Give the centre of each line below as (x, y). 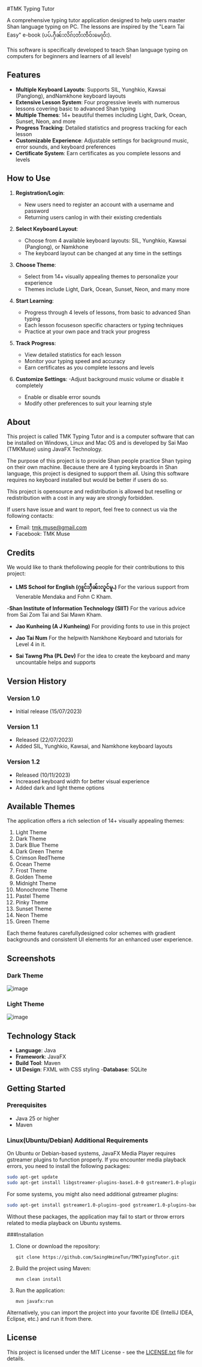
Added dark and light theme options (60, 787)
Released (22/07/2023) (44, 740)
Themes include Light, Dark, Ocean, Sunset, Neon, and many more (107, 289)
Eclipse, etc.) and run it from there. (50, 1318)
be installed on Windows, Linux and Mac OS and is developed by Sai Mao (97, 443)
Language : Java (36, 1051)
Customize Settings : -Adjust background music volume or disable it (100, 379)
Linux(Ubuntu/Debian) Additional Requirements (78, 1140)
